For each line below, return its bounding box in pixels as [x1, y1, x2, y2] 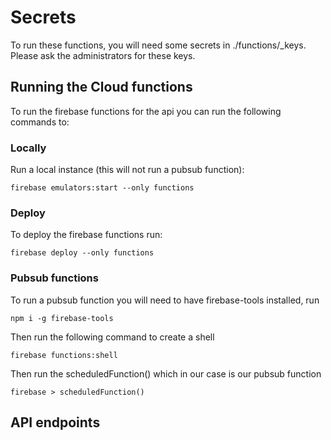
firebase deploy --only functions [10, 248, 155, 258]
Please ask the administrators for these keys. [10, 49, 196, 61]
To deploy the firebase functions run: [10, 229, 163, 241]
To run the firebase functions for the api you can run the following [10, 105, 282, 117]
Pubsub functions [10, 271, 99, 285]
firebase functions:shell [10, 350, 118, 360]
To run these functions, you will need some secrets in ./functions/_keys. [10, 39, 307, 51]
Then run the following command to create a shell [10, 331, 215, 343]
